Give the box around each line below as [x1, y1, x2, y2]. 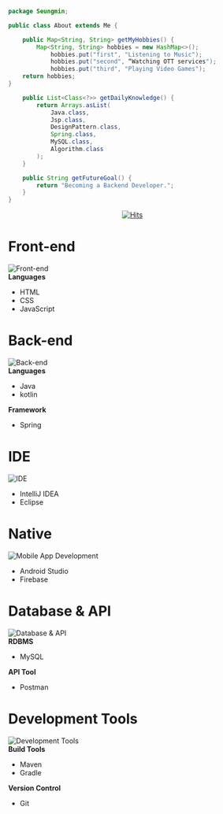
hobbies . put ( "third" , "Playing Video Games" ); [50, 65, 206, 73]
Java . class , [50, 109, 90, 117]
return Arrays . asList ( [36, 101, 111, 109]
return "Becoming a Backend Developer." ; [36, 181, 175, 189]
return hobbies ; [22, 72, 76, 80]
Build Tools [8, 744, 46, 753]
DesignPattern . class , [50, 123, 122, 131]
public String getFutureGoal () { [22, 174, 132, 182]
